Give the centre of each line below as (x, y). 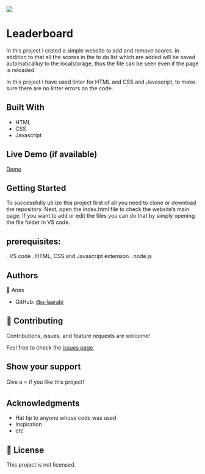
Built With (25, 108)
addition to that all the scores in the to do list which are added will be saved (101, 57)
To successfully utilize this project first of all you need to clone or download (101, 203)
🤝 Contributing (35, 321)
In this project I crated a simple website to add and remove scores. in (93, 50)
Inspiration (28, 425)
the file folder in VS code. (38, 222)
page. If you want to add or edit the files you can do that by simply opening (101, 216)
